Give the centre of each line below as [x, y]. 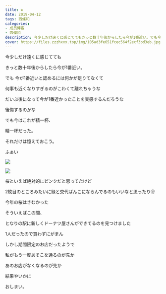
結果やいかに [18, 276]
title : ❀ [14, 10]
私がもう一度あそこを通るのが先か [40, 255]
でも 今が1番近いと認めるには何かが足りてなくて [55, 78]
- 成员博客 [15, 28]
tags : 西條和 [17, 19]
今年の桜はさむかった [27, 202]
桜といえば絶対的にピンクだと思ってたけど [49, 181]
